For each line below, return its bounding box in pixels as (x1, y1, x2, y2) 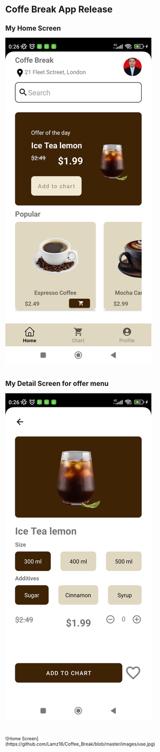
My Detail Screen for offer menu (5, 379, 109, 388)
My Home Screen (5, 24, 61, 33)
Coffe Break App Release (5, 4, 113, 15)
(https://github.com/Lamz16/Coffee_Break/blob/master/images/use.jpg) (5, 741, 155, 747)
